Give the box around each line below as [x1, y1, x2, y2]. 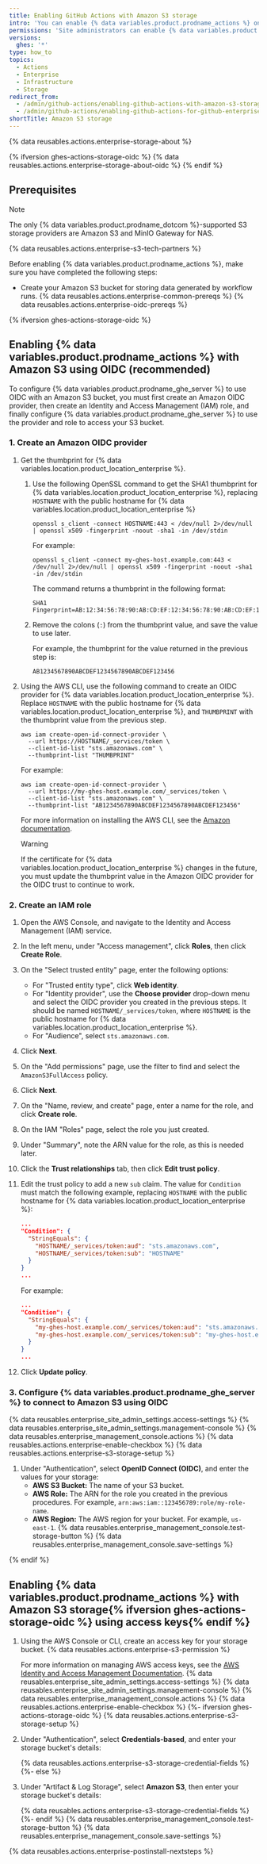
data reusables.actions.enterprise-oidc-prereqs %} [20, 299, 189, 309]
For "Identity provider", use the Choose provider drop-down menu [32, 989, 250, 999]
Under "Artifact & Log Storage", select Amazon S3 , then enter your [20, 1782, 239, 1792]
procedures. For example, [32, 1498, 117, 1507]
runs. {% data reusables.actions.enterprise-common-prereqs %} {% [20, 291, 244, 301]
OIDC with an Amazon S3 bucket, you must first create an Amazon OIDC [9, 392, 245, 401]
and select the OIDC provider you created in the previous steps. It [32, 997, 246, 1007]
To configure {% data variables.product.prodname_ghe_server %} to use [9, 384, 246, 393]
